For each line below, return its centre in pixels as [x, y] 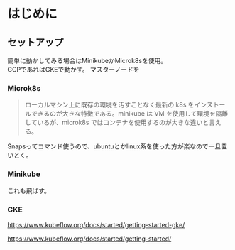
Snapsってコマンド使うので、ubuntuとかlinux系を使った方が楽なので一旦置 [117, 146]
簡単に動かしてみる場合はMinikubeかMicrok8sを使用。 [87, 61]
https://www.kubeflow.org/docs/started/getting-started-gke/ [96, 224]
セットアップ [35, 42]
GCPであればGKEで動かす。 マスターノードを [73, 70]
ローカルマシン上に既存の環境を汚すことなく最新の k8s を [109, 105]
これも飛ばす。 [29, 190]
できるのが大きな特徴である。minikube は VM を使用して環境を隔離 [130, 114]
